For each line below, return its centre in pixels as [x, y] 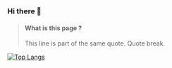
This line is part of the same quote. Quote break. [95, 43]
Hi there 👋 [25, 11]
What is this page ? [53, 28]
